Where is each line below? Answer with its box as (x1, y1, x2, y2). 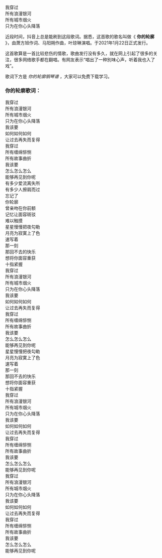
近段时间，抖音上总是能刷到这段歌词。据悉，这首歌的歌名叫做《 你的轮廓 (5, 34, 155, 39)
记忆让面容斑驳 (5, 211, 36, 218)
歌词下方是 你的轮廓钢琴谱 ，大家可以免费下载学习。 (5, 74, 112, 79)
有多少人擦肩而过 (5, 186, 40, 193)
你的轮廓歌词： (5, 87, 41, 94)
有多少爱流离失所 (5, 180, 40, 186)
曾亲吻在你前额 (5, 205, 36, 211)
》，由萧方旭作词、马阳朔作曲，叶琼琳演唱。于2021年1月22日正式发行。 (5, 40, 151, 46)
